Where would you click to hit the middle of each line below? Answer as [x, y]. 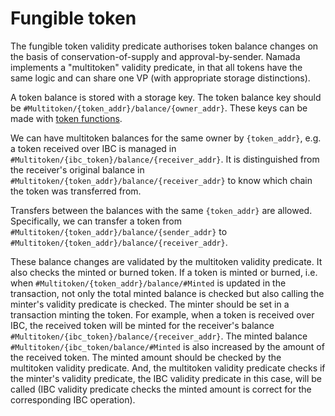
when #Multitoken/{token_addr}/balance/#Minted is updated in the [148, 283]
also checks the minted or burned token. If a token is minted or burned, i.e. [164, 272]
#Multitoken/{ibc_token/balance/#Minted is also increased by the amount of [167, 346]
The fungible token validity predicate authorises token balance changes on [164, 46]
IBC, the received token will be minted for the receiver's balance [142, 325]
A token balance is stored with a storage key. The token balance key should [166, 97]
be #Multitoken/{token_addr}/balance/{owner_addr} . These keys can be [159, 108]
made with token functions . [66, 118]
